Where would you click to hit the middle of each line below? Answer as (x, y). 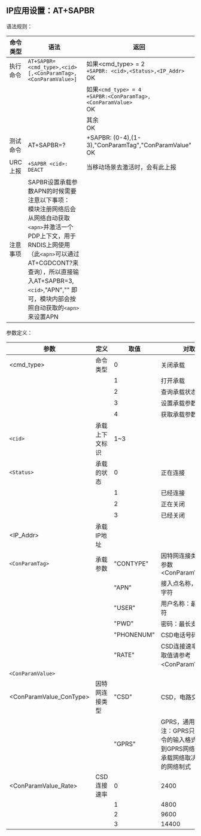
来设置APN (43, 317)
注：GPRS (175, 731)
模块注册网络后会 (52, 209)
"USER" (125, 607)
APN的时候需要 (55, 191)
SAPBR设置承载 (50, 182)
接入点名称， (179, 583)
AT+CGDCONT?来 (53, 263)
